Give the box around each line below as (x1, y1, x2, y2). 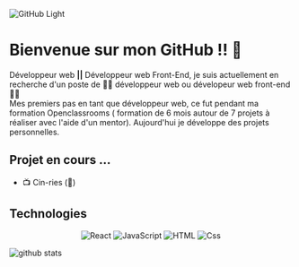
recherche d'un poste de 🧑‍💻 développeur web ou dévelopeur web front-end (9, 79, 291, 90)
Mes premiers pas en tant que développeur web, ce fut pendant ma (9, 98, 259, 108)
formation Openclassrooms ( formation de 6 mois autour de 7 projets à (9, 108, 270, 118)
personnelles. (9, 126, 60, 137)
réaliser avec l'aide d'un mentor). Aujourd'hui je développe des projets (9, 116, 269, 127)
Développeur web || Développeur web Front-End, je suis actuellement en (9, 69, 279, 80)
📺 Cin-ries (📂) (22, 177, 76, 187)
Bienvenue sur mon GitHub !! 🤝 (9, 40, 242, 60)
